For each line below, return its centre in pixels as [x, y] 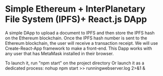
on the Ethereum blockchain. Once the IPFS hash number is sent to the [76, 38]
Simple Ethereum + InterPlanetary [75, 9]
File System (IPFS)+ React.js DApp [76, 19]
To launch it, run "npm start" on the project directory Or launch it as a [75, 63]
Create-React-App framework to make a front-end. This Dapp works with [79, 48]
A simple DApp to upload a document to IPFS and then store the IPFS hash [80, 33]
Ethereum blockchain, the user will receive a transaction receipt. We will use [81, 43]
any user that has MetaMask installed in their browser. [59, 53]
